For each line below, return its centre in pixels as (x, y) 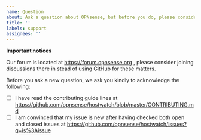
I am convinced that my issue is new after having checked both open (100, 117)
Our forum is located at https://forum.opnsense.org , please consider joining (100, 63)
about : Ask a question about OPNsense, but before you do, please (91, 17)
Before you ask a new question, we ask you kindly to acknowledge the (93, 80)
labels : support (26, 28)
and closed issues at (40, 124)
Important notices (29, 51)
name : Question (25, 12)
